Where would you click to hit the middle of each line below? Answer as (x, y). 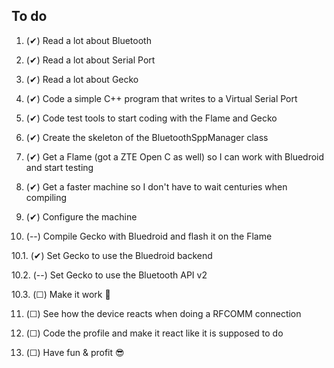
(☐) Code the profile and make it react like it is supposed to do (154, 333)
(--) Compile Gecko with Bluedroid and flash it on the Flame (149, 236)
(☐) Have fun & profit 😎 (75, 352)
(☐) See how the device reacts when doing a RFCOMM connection (163, 313)
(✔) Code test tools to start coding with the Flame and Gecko (151, 118)
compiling (46, 197)
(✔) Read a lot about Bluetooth (88, 40)
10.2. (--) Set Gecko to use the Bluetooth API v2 (109, 275)
